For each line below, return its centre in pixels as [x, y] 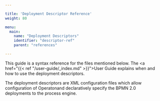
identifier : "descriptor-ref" [44, 41]
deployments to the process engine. [41, 93]
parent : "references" [35, 45]
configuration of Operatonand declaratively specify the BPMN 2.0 [71, 88]
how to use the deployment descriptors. [45, 73]
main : [15, 32]
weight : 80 [16, 18]
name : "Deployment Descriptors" [46, 36]
